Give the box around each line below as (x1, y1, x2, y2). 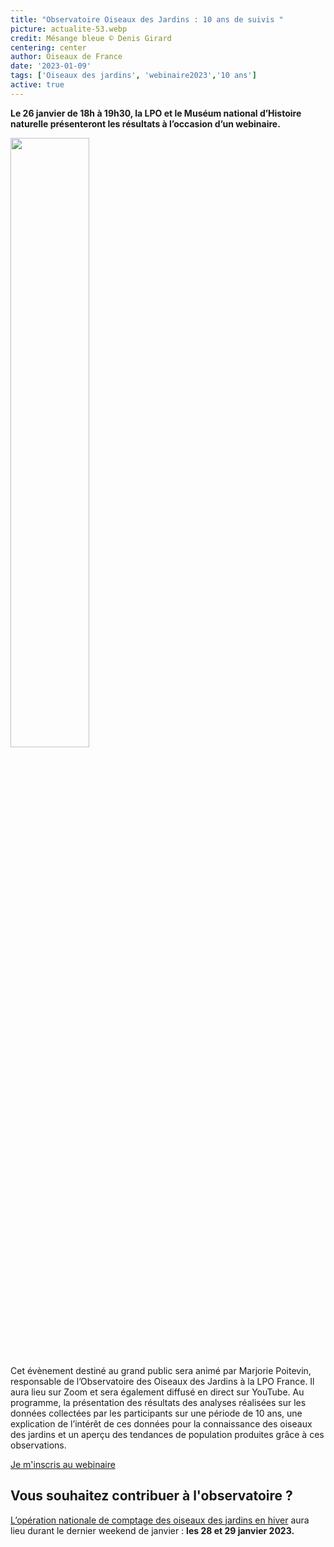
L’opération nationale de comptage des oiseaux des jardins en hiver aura (10, 1514, 310, 1526)
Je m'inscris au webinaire (10, 1458, 116, 1470)
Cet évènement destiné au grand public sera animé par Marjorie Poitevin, (10, 1364, 312, 1376)
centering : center (10, 42, 87, 53)
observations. (10, 1439, 67, 1451)
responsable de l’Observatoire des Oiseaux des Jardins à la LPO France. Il (10, 1375, 315, 1387)
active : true (10, 80, 65, 90)
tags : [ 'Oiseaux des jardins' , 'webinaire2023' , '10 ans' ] (10, 71, 257, 81)
